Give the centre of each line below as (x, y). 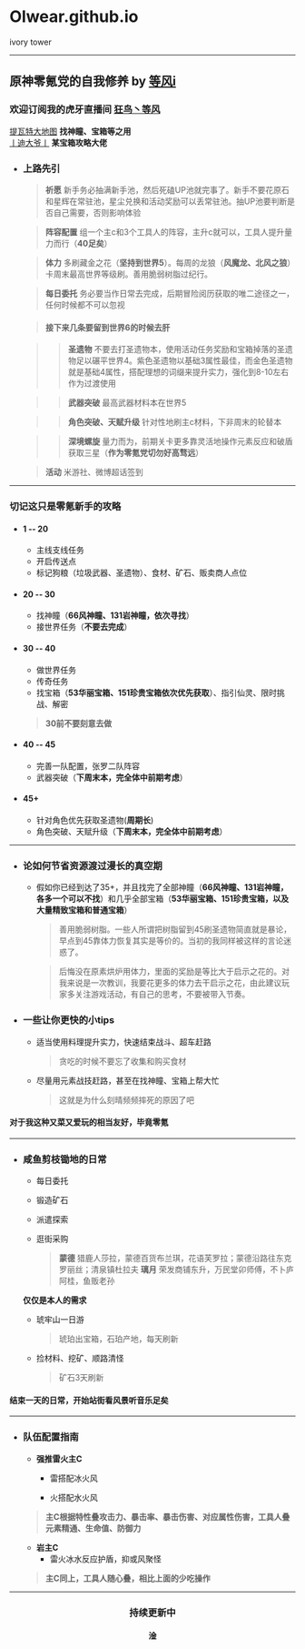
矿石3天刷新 (81, 1378)
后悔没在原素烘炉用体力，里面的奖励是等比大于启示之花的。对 (174, 972)
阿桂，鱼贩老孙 (87, 1281)
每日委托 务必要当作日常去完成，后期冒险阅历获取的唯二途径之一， (170, 293)
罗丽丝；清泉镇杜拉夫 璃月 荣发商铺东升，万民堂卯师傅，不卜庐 (177, 1270)
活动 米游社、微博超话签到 (94, 472)
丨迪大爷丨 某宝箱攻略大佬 (58, 142)
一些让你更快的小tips (69, 1020)
